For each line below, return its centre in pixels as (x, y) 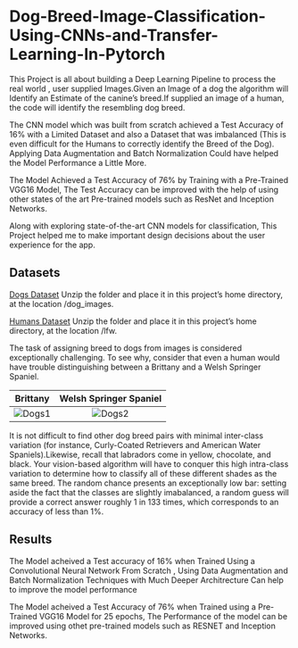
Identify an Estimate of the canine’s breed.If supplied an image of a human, (147, 98)
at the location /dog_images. (62, 303)
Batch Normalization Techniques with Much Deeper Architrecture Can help (146, 580)
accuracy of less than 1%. (57, 511)
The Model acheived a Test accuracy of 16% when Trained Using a (132, 561)
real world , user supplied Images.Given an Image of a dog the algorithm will (149, 88)
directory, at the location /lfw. (63, 330)
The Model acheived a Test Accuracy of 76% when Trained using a (132, 606)
